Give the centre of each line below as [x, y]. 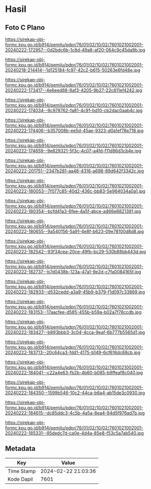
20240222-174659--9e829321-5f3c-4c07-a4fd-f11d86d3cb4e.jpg [73, 151]
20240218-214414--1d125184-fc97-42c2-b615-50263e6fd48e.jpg [73, 70]
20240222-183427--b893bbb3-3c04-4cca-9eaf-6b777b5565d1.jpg [75, 332]
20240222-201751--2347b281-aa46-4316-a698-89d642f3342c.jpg [75, 171]
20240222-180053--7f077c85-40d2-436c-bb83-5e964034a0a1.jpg [75, 191]
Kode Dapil [20, 479]
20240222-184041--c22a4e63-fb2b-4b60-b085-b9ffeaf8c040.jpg [74, 373]
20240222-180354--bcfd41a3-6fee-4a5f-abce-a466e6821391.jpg [73, 211]
